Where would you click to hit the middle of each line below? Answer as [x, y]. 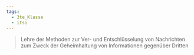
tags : [13, 12]
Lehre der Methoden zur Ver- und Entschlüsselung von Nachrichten [103, 40]
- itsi [19, 22]
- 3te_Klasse [27, 17]
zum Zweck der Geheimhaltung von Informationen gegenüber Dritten [104, 46]
